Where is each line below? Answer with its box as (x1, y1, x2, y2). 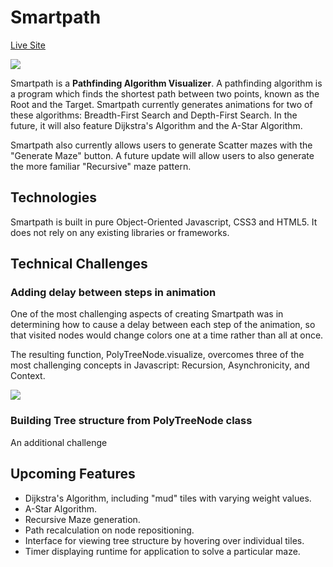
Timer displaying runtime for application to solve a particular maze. (24, 545, 301, 557)
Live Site (10, 39, 46, 51)
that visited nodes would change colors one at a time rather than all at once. (10, 329, 324, 341)
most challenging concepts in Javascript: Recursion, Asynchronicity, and (10, 359, 310, 371)
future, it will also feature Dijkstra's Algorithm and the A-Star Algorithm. (10, 119, 303, 131)
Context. (10, 370, 46, 382)
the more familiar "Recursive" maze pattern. (10, 160, 192, 172)
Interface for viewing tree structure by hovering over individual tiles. (24, 534, 305, 546)
